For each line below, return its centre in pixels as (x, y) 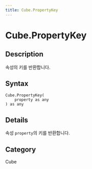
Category (21, 149)
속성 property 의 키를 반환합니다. (38, 133)
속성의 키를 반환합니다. (28, 67)
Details (17, 120)
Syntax (17, 84)
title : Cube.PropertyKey (32, 10)
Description (24, 54)
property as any (32, 100)
